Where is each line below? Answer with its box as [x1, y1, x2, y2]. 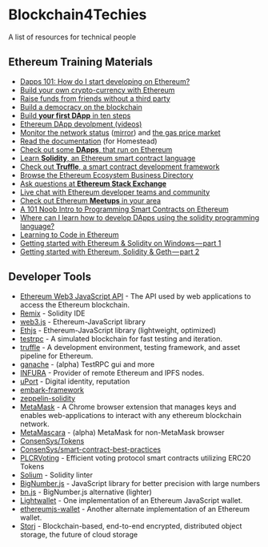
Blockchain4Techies [8, 6, 147, 24]
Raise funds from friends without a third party [19, 94, 170, 103]
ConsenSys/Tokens [19, 436, 85, 445]
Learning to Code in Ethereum [19, 230, 119, 239]
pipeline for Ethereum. [19, 351, 94, 360]
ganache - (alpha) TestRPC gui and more [19, 359, 155, 369]
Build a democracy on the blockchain [19, 102, 142, 111]
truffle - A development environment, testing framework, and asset [19, 342, 241, 352]
